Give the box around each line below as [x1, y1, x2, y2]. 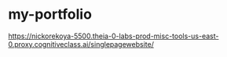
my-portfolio [8, 5, 93, 23]
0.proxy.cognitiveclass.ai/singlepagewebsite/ [8, 39, 155, 48]
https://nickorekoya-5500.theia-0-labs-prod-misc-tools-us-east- [8, 31, 219, 41]
